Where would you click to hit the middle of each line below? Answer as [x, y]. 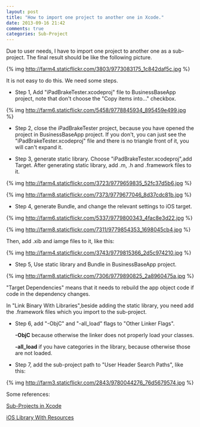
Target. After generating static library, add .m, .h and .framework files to [103, 165]
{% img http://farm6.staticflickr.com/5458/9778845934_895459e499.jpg [96, 110]
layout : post [22, 12]
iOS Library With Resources [40, 417]
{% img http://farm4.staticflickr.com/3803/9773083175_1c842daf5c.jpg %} [98, 69]
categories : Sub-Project [37, 34]
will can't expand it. [39, 147]
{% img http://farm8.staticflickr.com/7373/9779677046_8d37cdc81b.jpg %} [99, 195]
